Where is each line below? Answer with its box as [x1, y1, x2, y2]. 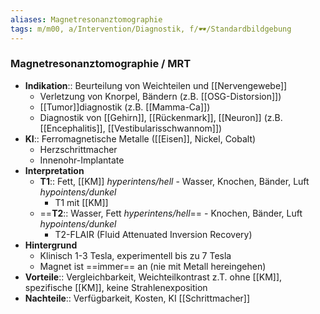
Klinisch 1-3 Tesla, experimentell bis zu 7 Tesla [39, 249, 232, 261]
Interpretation [24, 164, 85, 176]
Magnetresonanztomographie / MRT [10, 57, 192, 71]
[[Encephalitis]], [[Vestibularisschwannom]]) [39, 122, 223, 134]
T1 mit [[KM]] [54, 196, 109, 208]
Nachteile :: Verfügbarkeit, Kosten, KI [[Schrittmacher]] [24, 292, 251, 304]
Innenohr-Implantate [39, 154, 125, 166]
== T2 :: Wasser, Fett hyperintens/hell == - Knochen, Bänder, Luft [39, 207, 303, 219]
